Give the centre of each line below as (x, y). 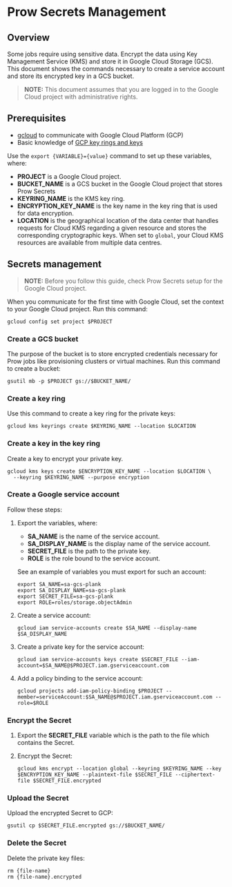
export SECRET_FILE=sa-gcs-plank (65, 596)
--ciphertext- (195, 775)
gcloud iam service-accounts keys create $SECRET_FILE (98, 659)
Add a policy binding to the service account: (80, 678)
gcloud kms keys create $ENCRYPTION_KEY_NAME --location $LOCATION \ (109, 471)
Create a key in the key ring (54, 444)
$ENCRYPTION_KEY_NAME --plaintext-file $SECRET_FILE (95, 775)
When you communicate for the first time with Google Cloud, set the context (116, 302)
